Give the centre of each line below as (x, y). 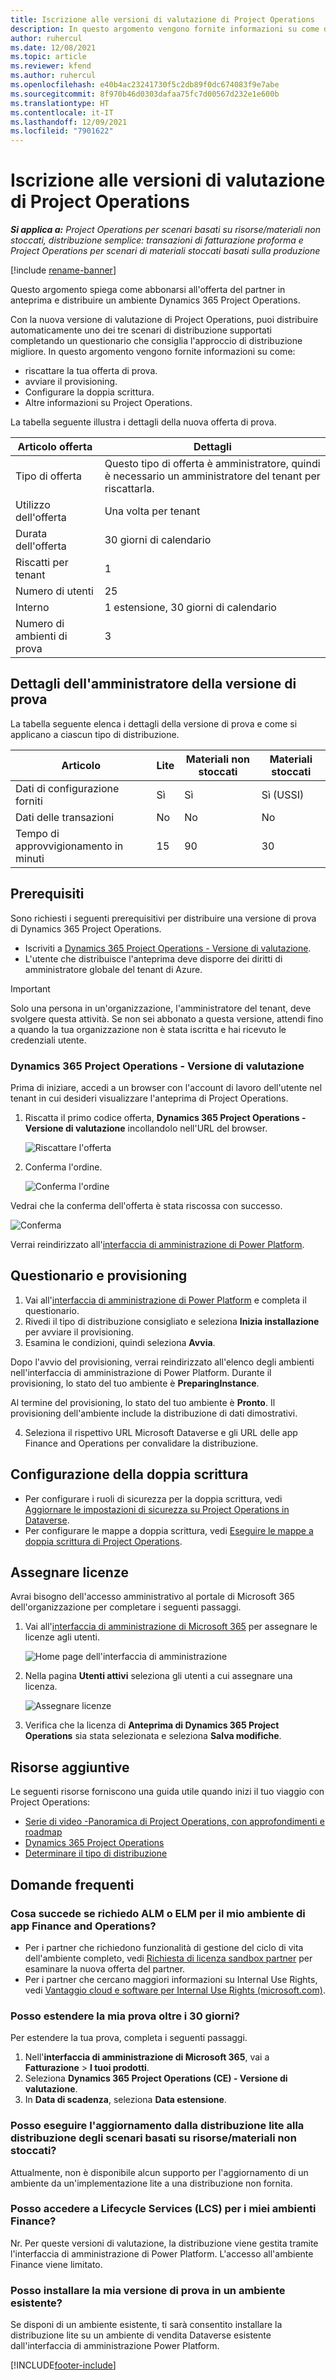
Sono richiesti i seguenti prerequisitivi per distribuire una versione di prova (163, 918)
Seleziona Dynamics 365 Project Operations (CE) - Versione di (156, 2078)
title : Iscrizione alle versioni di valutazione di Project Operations (162, 19)
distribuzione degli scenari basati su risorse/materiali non (153, 2138)
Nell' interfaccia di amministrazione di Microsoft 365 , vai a (147, 2057)
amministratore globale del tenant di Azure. (113, 969)
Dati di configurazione (67, 788)
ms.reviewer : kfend (51, 66)
